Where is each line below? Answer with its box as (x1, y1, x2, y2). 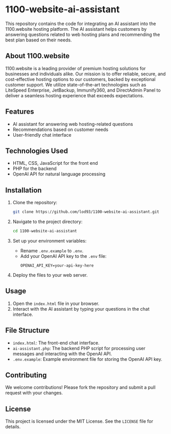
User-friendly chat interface (12, 132, 71, 138)
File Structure (5, 326, 50, 335)
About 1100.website (5, 52, 70, 60)
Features (5, 107, 34, 116)
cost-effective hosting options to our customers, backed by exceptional (5, 76, 156, 82)
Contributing (5, 371, 47, 379)
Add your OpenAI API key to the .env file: (20, 253, 107, 259)
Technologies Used (5, 146, 68, 155)
